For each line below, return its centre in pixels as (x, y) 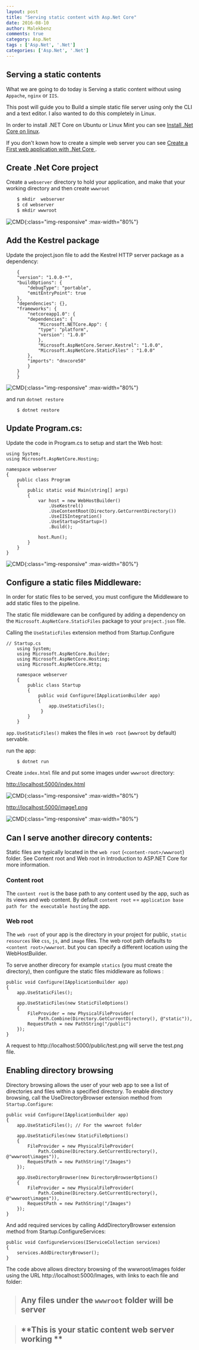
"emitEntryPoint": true (57, 293)
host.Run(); (53, 537)
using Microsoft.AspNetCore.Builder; (64, 654)
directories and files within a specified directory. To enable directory (90, 1091)
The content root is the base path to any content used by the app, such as (98, 893)
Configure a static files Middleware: (74, 583)
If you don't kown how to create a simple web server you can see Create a (97, 143)
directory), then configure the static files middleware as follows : (85, 971)
